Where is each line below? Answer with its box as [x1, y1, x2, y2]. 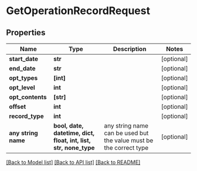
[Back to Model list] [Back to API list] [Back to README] [6, 159, 141, 166]
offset [9, 103, 26, 110]
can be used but [104, 129, 149, 137]
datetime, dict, [53, 129, 95, 137]
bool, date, [53, 122, 84, 130]
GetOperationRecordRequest [6, 4, 151, 18]
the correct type [104, 144, 149, 152]
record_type [9, 112, 44, 120]
